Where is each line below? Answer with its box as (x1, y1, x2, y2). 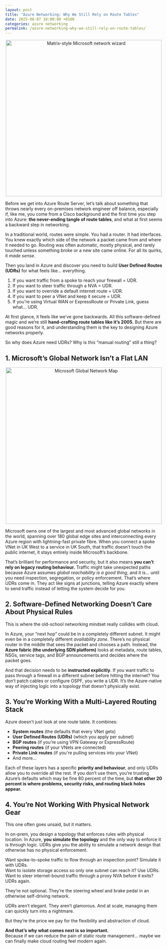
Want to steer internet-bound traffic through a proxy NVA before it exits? (5, 873, 154, 879)
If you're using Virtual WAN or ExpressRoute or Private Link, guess (12, 299, 149, 305)
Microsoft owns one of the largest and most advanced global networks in (5, 528, 156, 534)
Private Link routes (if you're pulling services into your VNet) (12, 749, 138, 756)
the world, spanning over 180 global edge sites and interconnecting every (5, 533, 157, 539)
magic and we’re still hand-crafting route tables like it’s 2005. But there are (5, 319, 162, 325)
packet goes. (5, 657, 32, 663)
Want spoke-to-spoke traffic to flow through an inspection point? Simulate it (5, 857, 161, 863)
